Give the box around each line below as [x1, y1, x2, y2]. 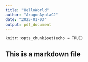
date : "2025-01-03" [5, 17, 47, 22]
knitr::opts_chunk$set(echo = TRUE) [5, 36, 83, 41]
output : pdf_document [5, 22, 52, 27]
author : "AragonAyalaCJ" [5, 12, 58, 17]
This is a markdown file [5, 50, 81, 58]
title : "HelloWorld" [5, 7, 50, 13]
